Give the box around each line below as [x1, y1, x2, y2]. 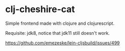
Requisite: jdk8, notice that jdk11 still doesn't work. [5, 30, 110, 36]
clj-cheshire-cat [5, 4, 75, 15]
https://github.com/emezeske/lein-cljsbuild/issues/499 [5, 39, 120, 46]
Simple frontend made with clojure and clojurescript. [5, 20, 115, 26]
